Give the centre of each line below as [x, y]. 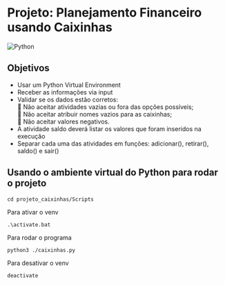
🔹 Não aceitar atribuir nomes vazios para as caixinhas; [95, 114]
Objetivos [28, 68]
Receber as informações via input [65, 92]
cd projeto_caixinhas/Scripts [51, 199]
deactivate [23, 275]
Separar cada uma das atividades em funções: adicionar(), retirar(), [113, 144]
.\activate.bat [29, 225]
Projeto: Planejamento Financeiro [105, 13]
